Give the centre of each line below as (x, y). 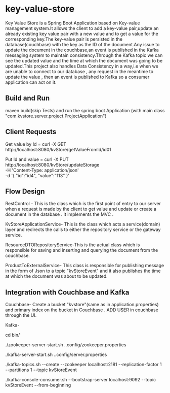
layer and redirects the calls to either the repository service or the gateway (83, 230)
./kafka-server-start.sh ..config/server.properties (56, 355)
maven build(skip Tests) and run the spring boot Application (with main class (85, 110)
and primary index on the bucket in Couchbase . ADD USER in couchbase (82, 310)
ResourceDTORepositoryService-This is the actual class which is (73, 245)
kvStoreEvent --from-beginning (38, 385)
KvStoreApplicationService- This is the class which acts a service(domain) (83, 224)
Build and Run (27, 98)
